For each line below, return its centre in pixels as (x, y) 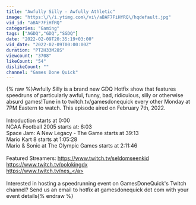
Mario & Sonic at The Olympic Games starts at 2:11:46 (72, 146)
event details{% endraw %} (40, 196)
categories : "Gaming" (33, 28)
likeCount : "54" (26, 61)
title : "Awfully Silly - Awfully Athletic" (61, 12)
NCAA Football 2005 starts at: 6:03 (49, 127)
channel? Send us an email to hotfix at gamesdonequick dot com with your (97, 190)
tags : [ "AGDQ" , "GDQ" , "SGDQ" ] (42, 34)
